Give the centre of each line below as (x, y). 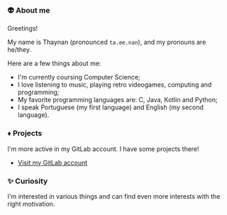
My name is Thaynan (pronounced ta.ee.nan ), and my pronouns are (107, 42)
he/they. (20, 50)
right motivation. (31, 204)
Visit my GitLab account (52, 162)
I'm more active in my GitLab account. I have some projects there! (104, 149)
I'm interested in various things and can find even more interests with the (114, 196)
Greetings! (23, 28)
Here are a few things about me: (54, 64)
